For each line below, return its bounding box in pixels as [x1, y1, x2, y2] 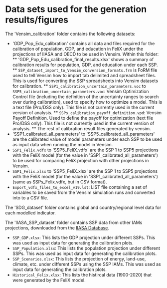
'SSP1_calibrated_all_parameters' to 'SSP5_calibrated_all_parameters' [12, 131, 155, 137]
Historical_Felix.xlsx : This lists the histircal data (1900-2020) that [12, 271, 152, 277]
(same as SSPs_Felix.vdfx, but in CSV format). [12, 179, 107, 185]
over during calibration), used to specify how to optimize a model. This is [12, 99, 163, 105]
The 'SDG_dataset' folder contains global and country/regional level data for [5, 204, 162, 210]
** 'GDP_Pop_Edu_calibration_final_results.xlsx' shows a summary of [12, 56, 154, 62]
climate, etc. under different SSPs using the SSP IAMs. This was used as [12, 261, 161, 267]
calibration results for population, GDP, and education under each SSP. [12, 62, 158, 68]
